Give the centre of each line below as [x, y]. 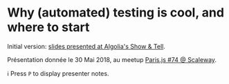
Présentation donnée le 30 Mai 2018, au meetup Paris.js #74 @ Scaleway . [112, 59]
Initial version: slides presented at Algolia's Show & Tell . [86, 46]
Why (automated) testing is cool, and [116, 13]
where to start [48, 27]
